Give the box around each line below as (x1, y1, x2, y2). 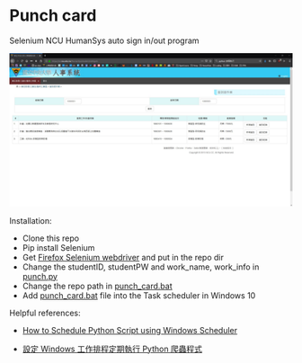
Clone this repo (22, 233, 79, 243)
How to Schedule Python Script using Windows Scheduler (22, 324, 238, 335)
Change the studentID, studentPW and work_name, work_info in (22, 261, 260, 272)
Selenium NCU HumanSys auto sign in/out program (9, 35, 200, 46)
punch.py (22, 270, 58, 281)
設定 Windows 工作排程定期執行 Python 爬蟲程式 (22, 343, 203, 354)
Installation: (9, 215, 52, 226)
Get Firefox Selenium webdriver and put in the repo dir (22, 252, 225, 262)
